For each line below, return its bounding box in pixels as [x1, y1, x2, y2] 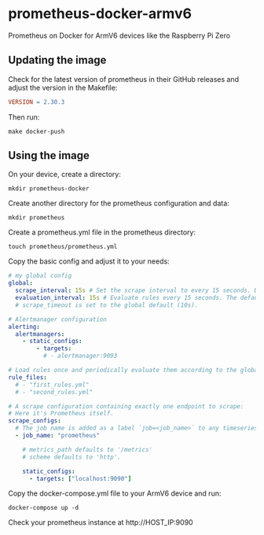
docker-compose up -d [8, 504, 79, 512]
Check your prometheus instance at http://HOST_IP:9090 [8, 518, 194, 527]
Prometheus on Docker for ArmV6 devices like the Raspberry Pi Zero [8, 31, 230, 40]
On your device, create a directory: [8, 170, 122, 179]
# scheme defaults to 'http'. [22, 453, 122, 461]
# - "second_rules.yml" [15, 388, 93, 396]
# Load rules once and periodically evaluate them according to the [8, 367, 237, 374]
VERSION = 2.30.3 [8, 98, 65, 106]
